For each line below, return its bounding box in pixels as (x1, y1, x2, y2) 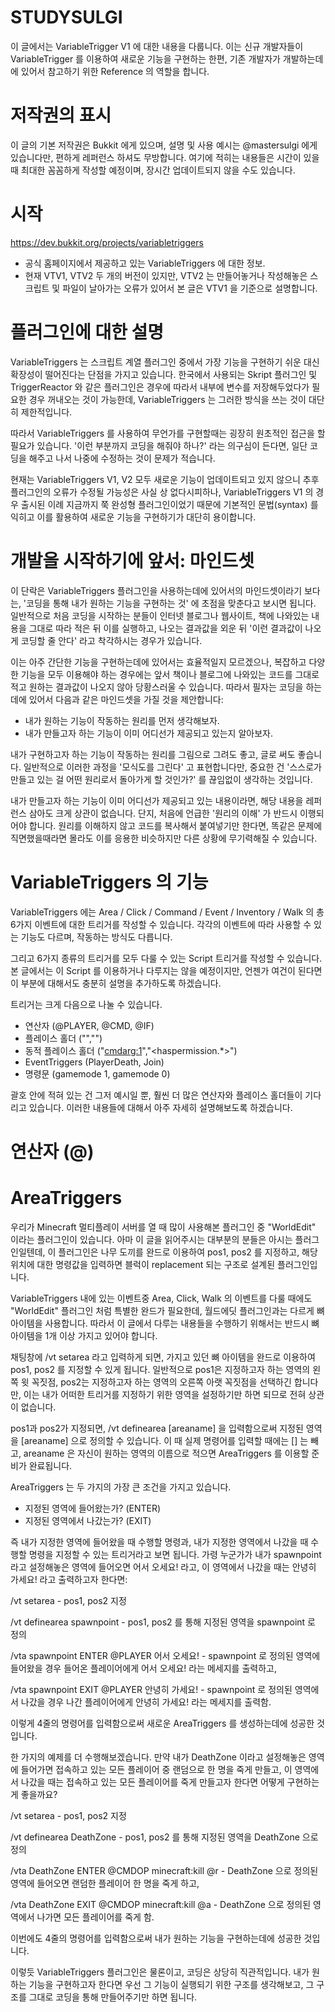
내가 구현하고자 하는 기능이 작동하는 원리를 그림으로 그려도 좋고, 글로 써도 (10, 748, 296, 760)
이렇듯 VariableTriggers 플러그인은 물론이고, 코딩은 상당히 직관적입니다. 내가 (10, 1966, 310, 1978)
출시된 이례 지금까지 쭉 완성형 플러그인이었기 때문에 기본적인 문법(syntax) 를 (20, 498, 319, 510)
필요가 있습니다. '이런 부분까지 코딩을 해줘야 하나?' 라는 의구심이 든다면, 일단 (10, 439, 308, 451)
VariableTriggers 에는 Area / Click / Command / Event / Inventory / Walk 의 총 (10, 906, 325, 918)
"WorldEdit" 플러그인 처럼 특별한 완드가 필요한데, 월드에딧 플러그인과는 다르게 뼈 (10, 1304, 325, 1316)
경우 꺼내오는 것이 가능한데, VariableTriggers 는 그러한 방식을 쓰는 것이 (28, 393, 307, 405)
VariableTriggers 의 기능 (10, 871, 209, 893)
